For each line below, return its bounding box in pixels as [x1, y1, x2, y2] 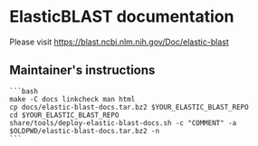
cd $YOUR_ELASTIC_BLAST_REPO [9, 111, 119, 120]
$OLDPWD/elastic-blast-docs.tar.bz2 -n [9, 126, 160, 135]
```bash [9, 86, 39, 96]
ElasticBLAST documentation [9, 6, 234, 27]
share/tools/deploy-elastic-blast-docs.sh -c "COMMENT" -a [9, 118, 237, 128]
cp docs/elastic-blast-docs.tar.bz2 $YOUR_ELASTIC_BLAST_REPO [9, 102, 249, 112]
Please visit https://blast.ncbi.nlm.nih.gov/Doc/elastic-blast [9, 36, 229, 47]
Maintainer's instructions [9, 63, 156, 78]
